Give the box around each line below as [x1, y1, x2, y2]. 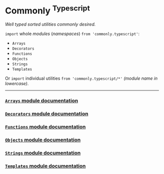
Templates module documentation [5, 162, 86, 169]
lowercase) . [5, 81, 29, 87]
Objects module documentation [5, 136, 81, 143]
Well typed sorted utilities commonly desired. [5, 21, 96, 27]
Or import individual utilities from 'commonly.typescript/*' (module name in [5, 75, 158, 81]
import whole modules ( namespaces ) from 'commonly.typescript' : [5, 31, 140, 37]
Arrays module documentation [5, 97, 78, 104]
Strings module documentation [5, 149, 81, 156]
